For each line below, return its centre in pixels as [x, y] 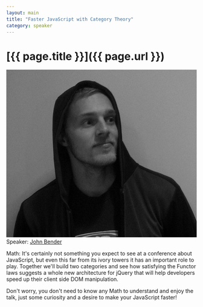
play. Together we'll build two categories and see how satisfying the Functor [101, 266]
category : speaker [29, 25]
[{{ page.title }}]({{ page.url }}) [85, 56]
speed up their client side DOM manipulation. [63, 279]
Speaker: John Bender [34, 242]
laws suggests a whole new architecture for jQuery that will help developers [101, 272]
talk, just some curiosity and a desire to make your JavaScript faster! [92, 297]
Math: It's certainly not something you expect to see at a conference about [99, 253]
